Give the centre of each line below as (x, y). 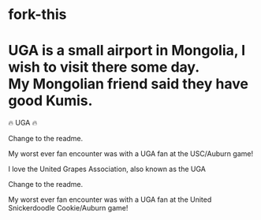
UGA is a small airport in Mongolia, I (127, 51)
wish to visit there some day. (104, 67)
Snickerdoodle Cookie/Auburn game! (68, 208)
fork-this (37, 15)
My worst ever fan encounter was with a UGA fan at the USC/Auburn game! (131, 154)
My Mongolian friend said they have (128, 84)
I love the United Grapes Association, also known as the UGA (107, 169)
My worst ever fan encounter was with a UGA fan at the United (110, 199)
